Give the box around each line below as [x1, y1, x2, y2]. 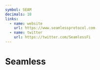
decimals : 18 [5, 12, 32, 17]
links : [5, 16, 19, 21]
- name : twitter [9, 30, 43, 35]
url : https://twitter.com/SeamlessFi [14, 35, 91, 40]
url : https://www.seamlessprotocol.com [14, 26, 96, 31]
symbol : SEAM [5, 7, 32, 12]
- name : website [9, 21, 43, 26]
